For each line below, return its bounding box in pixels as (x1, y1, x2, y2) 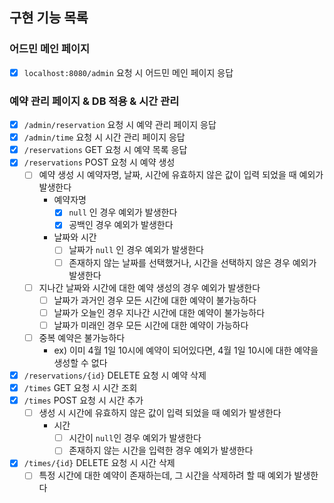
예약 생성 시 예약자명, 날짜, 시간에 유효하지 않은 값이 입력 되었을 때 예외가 (38, 169, 324, 181)
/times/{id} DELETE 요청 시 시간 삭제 (23, 457, 176, 469)
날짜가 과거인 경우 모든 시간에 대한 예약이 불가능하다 (53, 294, 257, 306)
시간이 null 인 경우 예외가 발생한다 (68, 432, 202, 444)
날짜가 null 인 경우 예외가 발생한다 (68, 244, 204, 256)
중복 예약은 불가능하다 (38, 331, 126, 343)
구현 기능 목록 (9, 9, 89, 27)
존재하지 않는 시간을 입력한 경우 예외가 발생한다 (68, 444, 254, 457)
